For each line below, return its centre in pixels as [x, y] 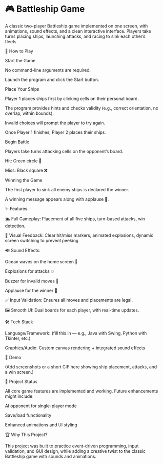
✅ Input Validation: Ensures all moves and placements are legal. [69, 300]
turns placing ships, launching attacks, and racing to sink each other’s [75, 36]
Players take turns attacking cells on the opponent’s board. [64, 151]
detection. [15, 226]
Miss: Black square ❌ [26, 170]
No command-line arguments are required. [48, 70]
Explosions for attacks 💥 [30, 271]
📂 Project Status [21, 381]
